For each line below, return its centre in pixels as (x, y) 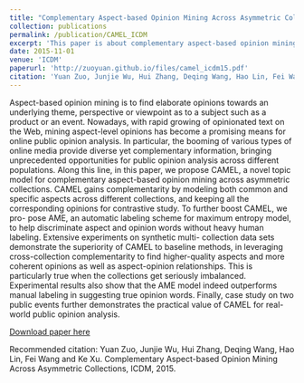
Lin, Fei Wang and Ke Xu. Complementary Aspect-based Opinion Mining (144, 359)
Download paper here (50, 331)
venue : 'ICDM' (36, 60)
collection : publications (58, 26)
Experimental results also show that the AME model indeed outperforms (143, 285)
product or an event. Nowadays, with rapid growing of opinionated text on (147, 121)
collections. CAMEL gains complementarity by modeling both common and (148, 189)
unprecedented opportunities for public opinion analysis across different (144, 160)
